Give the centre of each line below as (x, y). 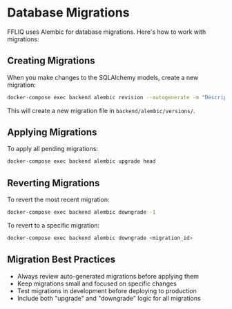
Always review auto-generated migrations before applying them (108, 276)
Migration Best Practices (61, 260)
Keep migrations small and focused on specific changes (97, 283)
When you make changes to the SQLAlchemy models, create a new (103, 77)
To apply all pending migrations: (53, 149)
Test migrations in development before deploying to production (107, 290)
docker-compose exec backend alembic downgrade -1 (81, 212)
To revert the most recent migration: (58, 200)
